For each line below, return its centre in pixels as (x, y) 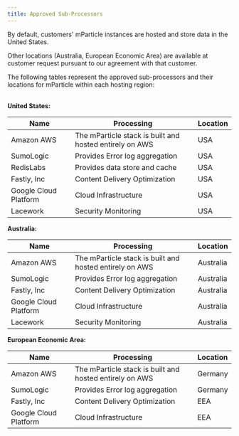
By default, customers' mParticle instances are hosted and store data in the (118, 34)
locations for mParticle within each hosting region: (81, 84)
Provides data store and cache (126, 167)
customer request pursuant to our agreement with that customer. (102, 63)
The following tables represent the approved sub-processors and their (110, 77)
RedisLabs (28, 167)
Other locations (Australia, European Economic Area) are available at (108, 55)
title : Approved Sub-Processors (55, 14)
